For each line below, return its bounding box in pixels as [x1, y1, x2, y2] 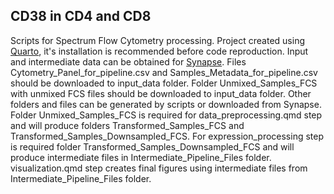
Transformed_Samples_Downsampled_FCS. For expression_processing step [10, 130, 325, 142]
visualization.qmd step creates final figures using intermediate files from [10, 162, 308, 174]
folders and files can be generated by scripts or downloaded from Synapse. [10, 98, 322, 110]
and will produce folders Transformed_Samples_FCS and [10, 119, 245, 131]
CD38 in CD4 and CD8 [10, 8, 152, 25]
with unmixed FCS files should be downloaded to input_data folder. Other [10, 87, 312, 99]
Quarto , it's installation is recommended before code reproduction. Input [10, 45, 309, 57]
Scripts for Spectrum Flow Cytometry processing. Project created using [10, 34, 306, 46]
